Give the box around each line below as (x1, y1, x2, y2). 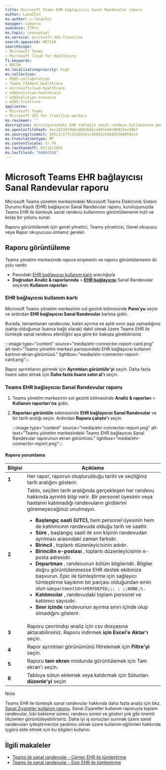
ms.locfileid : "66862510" (5, 150, 58, 155)
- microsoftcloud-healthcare (5, 85, 65, 91)
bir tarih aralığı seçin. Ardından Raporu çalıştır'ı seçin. (12, 415, 123, 421)
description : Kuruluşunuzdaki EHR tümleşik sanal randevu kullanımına (5, 122, 154, 127)
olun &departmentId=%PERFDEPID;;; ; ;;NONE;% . (35, 585, 146, 592)
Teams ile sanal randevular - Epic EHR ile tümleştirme (12, 760, 121, 766)
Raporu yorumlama (5, 452, 45, 458)
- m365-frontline (5, 100, 41, 105)
